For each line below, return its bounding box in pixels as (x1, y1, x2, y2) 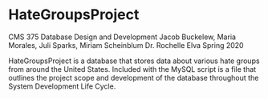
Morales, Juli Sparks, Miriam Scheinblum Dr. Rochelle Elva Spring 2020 (8, 40, 244, 49)
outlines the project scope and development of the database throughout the (8, 73, 259, 82)
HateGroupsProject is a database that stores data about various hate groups (8, 56, 260, 65)
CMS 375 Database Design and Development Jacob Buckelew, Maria (8, 32, 237, 42)
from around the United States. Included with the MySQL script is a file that (8, 64, 257, 73)
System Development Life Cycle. (8, 81, 116, 91)
